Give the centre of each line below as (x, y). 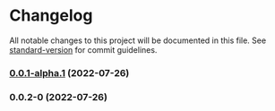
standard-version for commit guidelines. (83, 49)
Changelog (51, 16)
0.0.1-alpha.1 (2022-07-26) (69, 73)
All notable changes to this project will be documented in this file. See (138, 40)
